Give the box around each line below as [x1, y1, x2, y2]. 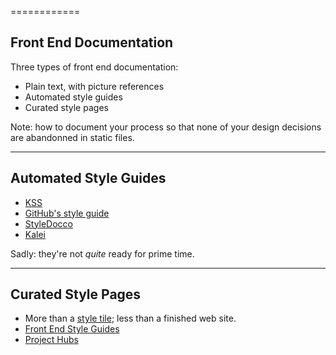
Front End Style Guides [24, 323, 120, 335]
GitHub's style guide [24, 207, 110, 219]
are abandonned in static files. [10, 131, 135, 143]
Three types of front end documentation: [10, 61, 179, 73]
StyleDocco [24, 217, 74, 230]
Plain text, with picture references [24, 80, 165, 92]
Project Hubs [24, 334, 79, 346]
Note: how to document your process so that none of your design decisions [10, 121, 322, 133]
